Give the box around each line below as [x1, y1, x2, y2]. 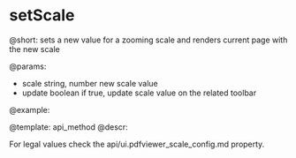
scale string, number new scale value [21, 78, 158, 88]
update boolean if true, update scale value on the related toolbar [21, 87, 257, 98]
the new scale [9, 43, 60, 54]
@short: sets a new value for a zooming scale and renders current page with [9, 34, 288, 45]
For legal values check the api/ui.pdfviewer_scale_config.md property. [9, 139, 265, 149]
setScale [9, 5, 75, 26]
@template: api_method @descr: [9, 121, 128, 132]
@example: [9, 104, 50, 115]
